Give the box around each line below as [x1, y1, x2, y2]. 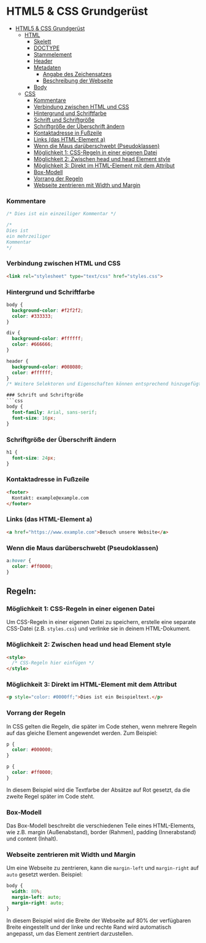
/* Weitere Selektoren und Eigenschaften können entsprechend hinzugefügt [6, 381, 202, 387]
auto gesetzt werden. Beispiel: [6, 871, 83, 878]
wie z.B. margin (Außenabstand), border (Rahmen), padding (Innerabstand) [6, 829, 196, 836]
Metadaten [33, 63, 61, 71]
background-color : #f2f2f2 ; [12, 307, 84, 314]
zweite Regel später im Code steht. [6, 792, 95, 800]
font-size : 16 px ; [12, 415, 56, 421]
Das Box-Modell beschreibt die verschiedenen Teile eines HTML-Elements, [6, 822, 196, 829]
